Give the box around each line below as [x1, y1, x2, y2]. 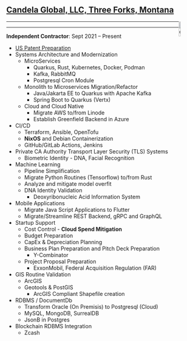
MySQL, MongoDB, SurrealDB [24, 309, 99, 317]
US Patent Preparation [15, 44, 71, 51]
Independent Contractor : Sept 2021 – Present [6, 32, 122, 40]
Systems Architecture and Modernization [15, 51, 118, 58]
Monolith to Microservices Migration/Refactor [24, 83, 138, 90]
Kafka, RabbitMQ [33, 70, 76, 77]
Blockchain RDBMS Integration [15, 322, 92, 329]
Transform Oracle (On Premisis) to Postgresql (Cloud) [24, 303, 158, 310]
